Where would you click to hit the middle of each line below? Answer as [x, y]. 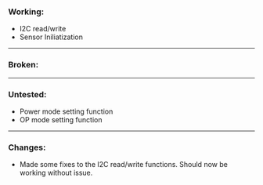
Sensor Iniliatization [51, 37]
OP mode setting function [61, 119]
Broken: [23, 65]
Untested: [27, 94]
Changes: [27, 147]
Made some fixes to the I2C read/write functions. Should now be [124, 165]
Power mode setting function [66, 111]
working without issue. [56, 173]
